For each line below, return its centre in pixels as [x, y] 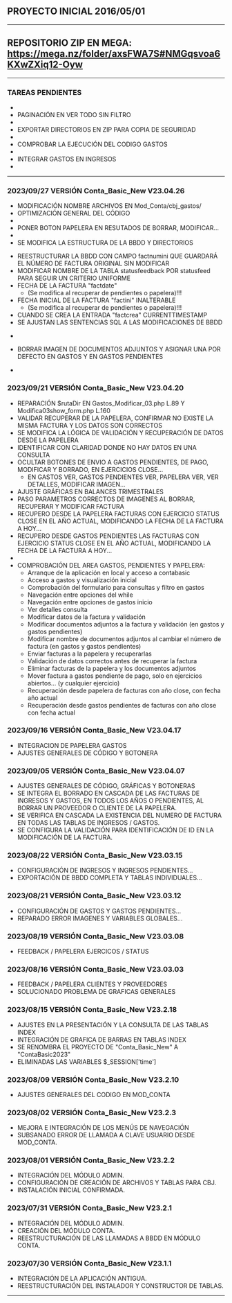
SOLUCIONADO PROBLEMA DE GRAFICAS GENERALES [96, 992]
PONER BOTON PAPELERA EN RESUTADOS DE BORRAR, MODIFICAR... [118, 228]
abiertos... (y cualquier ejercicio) [74, 683]
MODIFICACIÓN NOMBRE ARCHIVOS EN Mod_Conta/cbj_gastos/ [109, 206]
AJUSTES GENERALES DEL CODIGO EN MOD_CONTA [94, 1094]
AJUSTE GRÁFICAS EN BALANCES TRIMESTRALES [90, 491]
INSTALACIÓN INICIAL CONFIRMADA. [71, 1190]
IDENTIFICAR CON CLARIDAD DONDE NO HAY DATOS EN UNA [107, 447]
